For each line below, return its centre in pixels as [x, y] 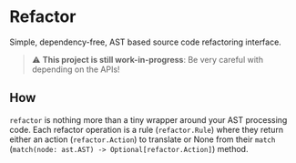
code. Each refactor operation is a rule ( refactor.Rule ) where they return [147, 129]
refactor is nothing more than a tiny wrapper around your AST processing [148, 119]
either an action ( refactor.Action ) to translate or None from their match [143, 139]
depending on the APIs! [76, 69]
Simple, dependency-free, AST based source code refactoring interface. [146, 42]
